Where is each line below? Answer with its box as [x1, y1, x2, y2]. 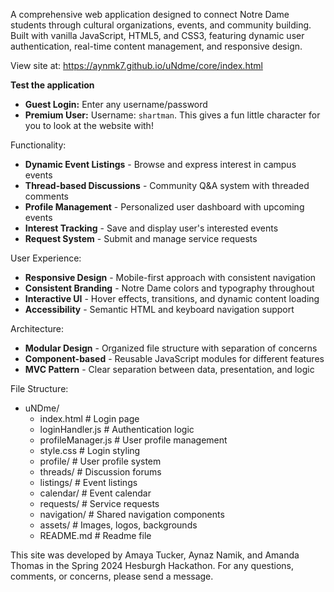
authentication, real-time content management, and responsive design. [10, 40, 303, 52]
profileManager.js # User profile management [39, 434, 228, 446]
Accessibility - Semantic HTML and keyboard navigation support [24, 304, 295, 315]
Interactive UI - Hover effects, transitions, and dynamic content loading [24, 293, 320, 304]
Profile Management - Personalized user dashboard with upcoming [24, 201, 305, 213]
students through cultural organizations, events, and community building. [10, 19, 312, 31]
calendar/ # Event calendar [39, 487, 152, 499]
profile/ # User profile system [39, 455, 162, 467]
